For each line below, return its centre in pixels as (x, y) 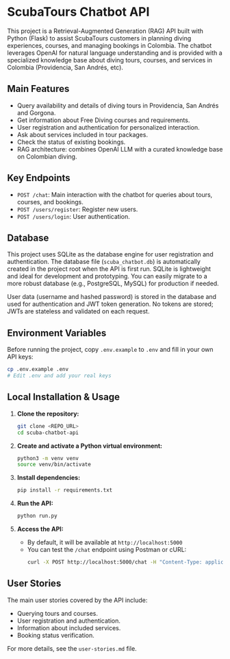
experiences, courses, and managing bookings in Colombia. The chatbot (110, 45)
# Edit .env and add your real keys (59, 376)
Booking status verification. (55, 635)
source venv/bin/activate (54, 465)
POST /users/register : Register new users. (77, 209)
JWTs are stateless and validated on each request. (78, 311)
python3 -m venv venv (48, 458)
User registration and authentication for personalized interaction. (108, 127)
